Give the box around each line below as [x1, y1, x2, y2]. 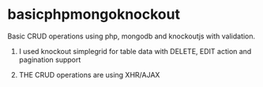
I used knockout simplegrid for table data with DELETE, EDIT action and [18, 46, 252, 56]
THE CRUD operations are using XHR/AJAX [18, 70, 160, 79]
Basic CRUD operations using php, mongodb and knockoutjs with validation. [7, 31, 256, 41]
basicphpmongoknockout [7, 5, 181, 24]
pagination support [18, 55, 81, 64]
